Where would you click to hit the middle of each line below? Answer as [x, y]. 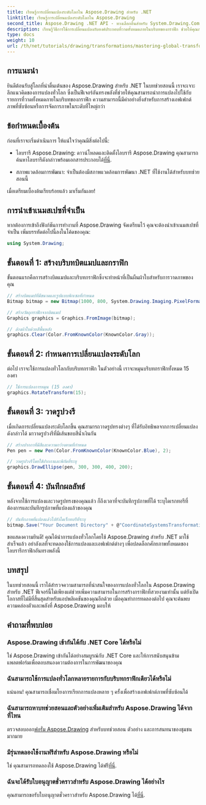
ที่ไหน [14, 716]
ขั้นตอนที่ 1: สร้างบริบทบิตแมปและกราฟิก [68, 262]
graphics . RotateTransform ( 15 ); [47, 392]
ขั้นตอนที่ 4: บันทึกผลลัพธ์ [46, 486]
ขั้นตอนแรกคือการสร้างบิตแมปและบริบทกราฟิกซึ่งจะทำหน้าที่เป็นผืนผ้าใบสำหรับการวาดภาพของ [100, 277]
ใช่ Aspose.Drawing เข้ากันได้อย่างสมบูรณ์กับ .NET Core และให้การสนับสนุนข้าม [93, 656]
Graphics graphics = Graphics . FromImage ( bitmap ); [72, 318]
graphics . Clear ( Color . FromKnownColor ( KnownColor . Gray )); [81, 335]
